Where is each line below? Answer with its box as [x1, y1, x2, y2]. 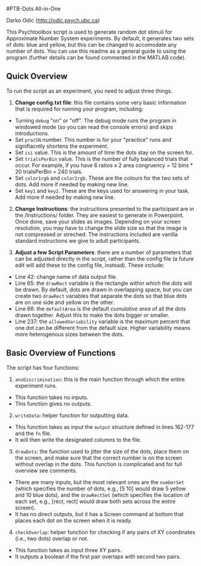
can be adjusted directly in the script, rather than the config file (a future [14, 255, 194, 262]
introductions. [14, 129, 50, 137]
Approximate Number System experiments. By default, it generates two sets [6, 35, 194, 41]
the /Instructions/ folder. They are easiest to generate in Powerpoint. [14, 211, 184, 219]
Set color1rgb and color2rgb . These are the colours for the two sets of [14, 174, 190, 181]
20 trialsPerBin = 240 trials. [14, 168, 83, 175]
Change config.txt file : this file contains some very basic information [14, 99, 187, 106]
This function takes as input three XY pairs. [14, 546, 122, 553]
